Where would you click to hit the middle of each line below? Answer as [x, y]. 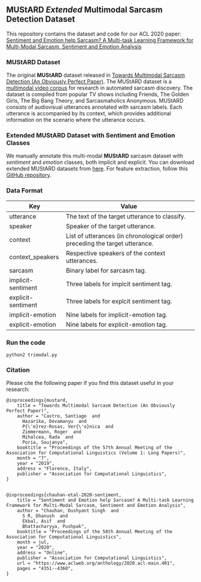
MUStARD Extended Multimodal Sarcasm [84, 10]
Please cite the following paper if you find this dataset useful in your [90, 383]
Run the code [26, 342]
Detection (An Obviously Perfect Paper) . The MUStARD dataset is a [89, 82]
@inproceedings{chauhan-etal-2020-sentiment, [64, 495]
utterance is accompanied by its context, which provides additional [89, 114]
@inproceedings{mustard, [37, 401]
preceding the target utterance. [109, 243]
